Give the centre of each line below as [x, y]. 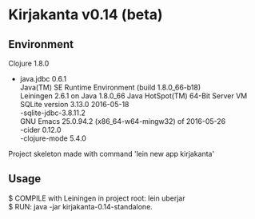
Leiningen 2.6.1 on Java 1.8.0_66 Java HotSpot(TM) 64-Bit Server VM [133, 96]
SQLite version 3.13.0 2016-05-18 [74, 104]
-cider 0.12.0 [40, 130]
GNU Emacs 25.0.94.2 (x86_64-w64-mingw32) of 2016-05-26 [123, 121]
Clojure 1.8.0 [29, 63]
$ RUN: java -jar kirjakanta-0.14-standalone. [81, 206]
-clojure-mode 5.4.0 [53, 138]
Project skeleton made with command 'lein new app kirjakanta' [112, 154]
